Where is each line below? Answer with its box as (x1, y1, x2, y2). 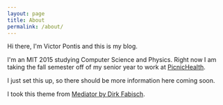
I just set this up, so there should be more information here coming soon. (7, 76, 215, 85)
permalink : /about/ (7, 23, 64, 30)
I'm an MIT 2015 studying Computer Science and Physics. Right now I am (7, 56, 217, 64)
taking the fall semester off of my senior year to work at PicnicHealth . (7, 63, 206, 72)
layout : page (7, 10, 45, 17)
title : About (7, 17, 45, 24)
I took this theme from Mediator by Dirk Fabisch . (7, 90, 146, 98)
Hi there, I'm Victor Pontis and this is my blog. (7, 42, 138, 51)
